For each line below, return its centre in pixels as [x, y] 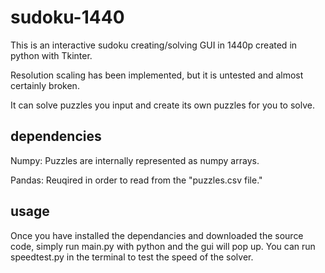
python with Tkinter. [51, 55]
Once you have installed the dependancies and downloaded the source [157, 235]
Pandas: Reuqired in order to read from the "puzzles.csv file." [136, 180]
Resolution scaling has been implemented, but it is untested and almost [157, 75]
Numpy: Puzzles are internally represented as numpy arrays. [135, 160]
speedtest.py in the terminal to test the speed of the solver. [132, 257]
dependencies [56, 136]
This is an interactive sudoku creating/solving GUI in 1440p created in [154, 45]
